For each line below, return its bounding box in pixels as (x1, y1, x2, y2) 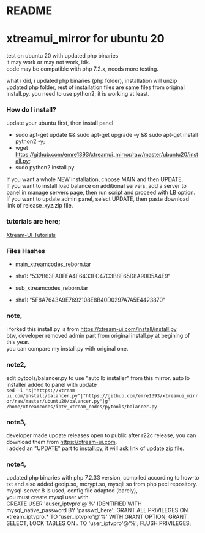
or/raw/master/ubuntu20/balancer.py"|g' (6, 398, 111, 404)
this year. (6, 338, 29, 346)
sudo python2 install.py (15, 164, 75, 171)
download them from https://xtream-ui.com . (6, 438, 117, 445)
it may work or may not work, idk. (6, 59, 91, 66)
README (6, 4, 53, 18)
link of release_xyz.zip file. (6, 202, 73, 209)
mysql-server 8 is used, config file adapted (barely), (6, 487, 138, 494)
